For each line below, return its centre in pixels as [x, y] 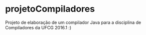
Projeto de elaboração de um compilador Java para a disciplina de [73, 22]
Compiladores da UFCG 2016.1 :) [38, 27]
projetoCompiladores [50, 9]
